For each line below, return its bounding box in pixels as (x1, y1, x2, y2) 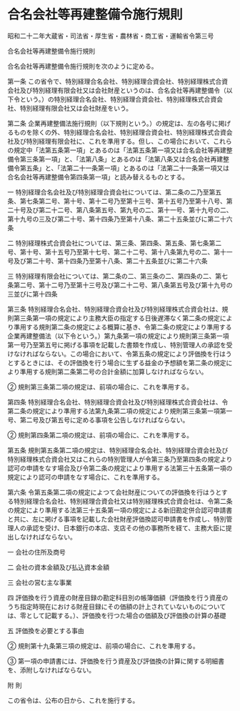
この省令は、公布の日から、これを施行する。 (7, 696, 139, 705)
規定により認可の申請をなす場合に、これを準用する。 (7, 472, 164, 481)
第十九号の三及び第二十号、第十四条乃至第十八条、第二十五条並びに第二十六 (7, 214, 233, 223)
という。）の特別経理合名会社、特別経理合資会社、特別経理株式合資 (19, 94, 217, 104)
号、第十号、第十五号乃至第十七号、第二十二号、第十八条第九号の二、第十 (7, 247, 226, 256)
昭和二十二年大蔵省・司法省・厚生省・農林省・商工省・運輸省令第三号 (7, 31, 214, 40)
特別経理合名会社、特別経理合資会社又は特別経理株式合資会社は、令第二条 (13, 497, 233, 505)
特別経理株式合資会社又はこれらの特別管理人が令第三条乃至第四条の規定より (7, 454, 233, 463)
